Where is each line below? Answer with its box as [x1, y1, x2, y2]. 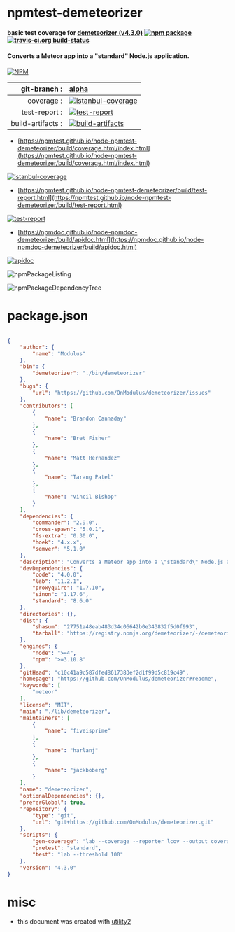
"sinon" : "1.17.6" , [32, 591, 90, 598]
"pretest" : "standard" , [32, 845, 101, 852]
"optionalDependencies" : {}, [20, 793, 105, 800]
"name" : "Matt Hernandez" [44, 454, 120, 461]
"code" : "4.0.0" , [32, 572, 83, 579]
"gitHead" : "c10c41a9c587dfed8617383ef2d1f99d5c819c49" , [20, 669, 190, 676]
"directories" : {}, [20, 610, 77, 617]
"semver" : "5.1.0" [32, 545, 86, 552]
